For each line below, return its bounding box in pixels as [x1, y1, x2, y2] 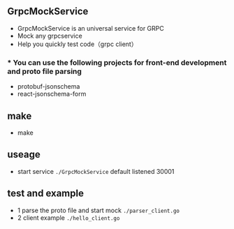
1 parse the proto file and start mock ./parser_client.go [17, 206, 180, 214]
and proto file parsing [7, 66, 82, 76]
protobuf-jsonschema [17, 82, 80, 91]
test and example [7, 188, 84, 200]
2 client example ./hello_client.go [17, 213, 120, 222]
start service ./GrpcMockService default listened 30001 [17, 167, 175, 175]
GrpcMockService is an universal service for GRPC [17, 24, 164, 32]
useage [7, 149, 41, 161]
